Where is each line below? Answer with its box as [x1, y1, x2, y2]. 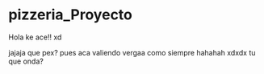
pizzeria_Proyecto [8, 6, 133, 24]
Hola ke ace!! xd [8, 32, 62, 42]
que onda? [8, 56, 44, 66]
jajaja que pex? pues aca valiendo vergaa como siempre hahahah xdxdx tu [8, 47, 256, 57]
